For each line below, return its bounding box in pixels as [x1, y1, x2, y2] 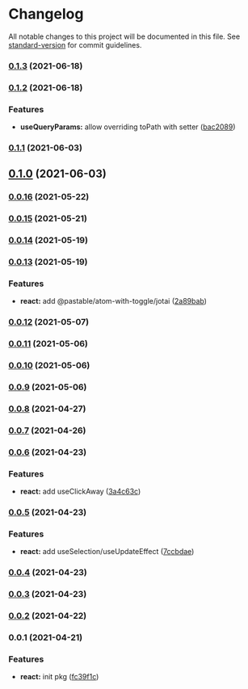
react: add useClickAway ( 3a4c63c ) [19, 486, 141, 497]
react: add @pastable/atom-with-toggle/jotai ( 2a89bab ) [19, 296, 208, 306]
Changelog [8, 5, 84, 23]
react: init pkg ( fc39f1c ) [19, 672, 99, 682]
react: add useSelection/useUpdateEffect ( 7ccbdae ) [19, 547, 195, 557]
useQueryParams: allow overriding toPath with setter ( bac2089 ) [19, 122, 236, 132]
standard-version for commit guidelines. [8, 40, 142, 49]
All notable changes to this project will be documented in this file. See [8, 32, 241, 41]
